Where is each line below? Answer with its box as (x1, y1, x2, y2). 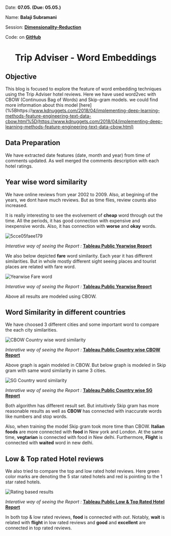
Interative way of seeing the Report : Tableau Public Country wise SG (5, 387, 153, 393)
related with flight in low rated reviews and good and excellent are (5, 520, 146, 526)
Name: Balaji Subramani (5, 14, 57, 20)
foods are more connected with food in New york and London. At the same (5, 429, 163, 435)
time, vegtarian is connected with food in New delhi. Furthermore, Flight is (5, 434, 163, 440)
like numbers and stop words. (5, 413, 68, 420)
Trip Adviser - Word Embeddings (15, 52, 157, 63)
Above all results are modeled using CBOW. (5, 293, 97, 299)
